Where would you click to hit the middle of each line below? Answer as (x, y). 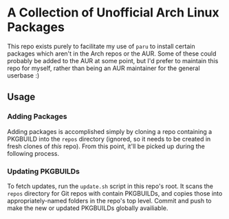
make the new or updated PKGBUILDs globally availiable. (88, 208)
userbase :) (23, 75)
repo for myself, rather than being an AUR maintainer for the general (104, 68)
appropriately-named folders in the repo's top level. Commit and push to (109, 200)
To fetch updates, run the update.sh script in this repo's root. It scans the (110, 186)
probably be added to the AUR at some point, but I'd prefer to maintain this (113, 60)
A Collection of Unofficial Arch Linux (113, 13)
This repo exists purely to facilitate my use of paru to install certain (101, 46)
